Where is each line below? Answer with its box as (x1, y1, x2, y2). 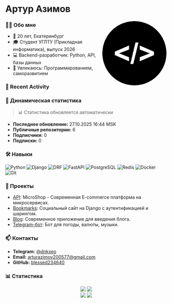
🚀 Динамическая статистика (5, 97, 82, 104)
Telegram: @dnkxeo (12, 248, 56, 255)
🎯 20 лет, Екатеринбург (12, 33, 64, 39)
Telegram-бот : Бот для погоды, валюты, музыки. (12, 222, 119, 228)
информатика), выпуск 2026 (12, 46, 75, 52)
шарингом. (12, 210, 37, 217)
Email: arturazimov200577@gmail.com (12, 254, 96, 260)
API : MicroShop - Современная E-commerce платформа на (12, 194, 142, 201)
